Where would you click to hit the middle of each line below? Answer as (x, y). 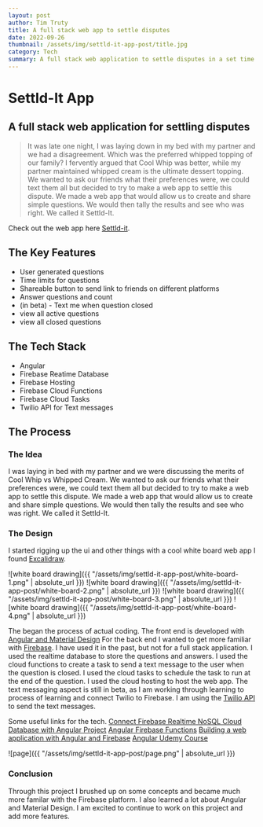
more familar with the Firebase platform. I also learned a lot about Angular (127, 799)
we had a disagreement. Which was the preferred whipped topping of (140, 154)
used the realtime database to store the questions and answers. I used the (128, 656)
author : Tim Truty (38, 23)
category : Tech (33, 52)
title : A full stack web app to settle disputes (89, 30)
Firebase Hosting (47, 382)
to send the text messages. (52, 706)
